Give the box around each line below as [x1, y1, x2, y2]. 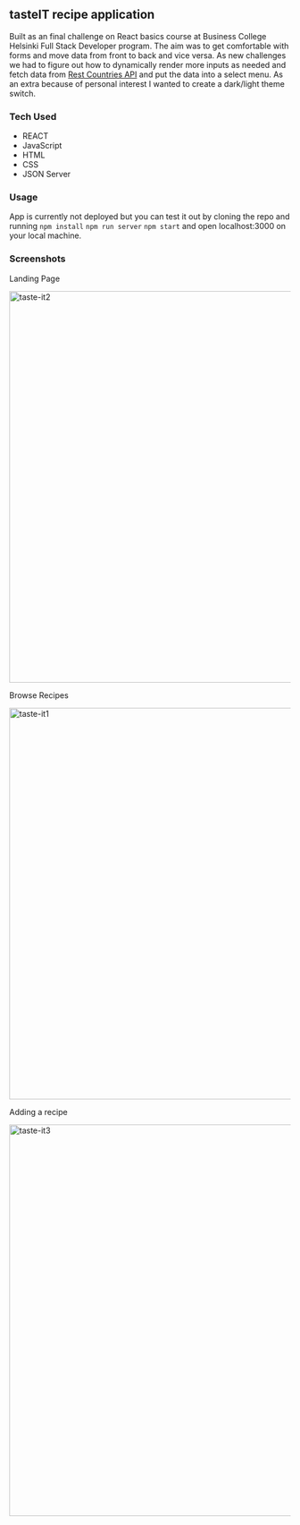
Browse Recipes [9, 689, 69, 701]
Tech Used [9, 110, 57, 123]
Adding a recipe [9, 1106, 69, 1117]
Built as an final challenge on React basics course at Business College [9, 30, 267, 41]
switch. [9, 88, 36, 98]
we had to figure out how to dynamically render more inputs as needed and [9, 59, 287, 70]
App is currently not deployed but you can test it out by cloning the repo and [9, 211, 290, 222]
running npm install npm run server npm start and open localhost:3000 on [9, 221, 287, 232]
